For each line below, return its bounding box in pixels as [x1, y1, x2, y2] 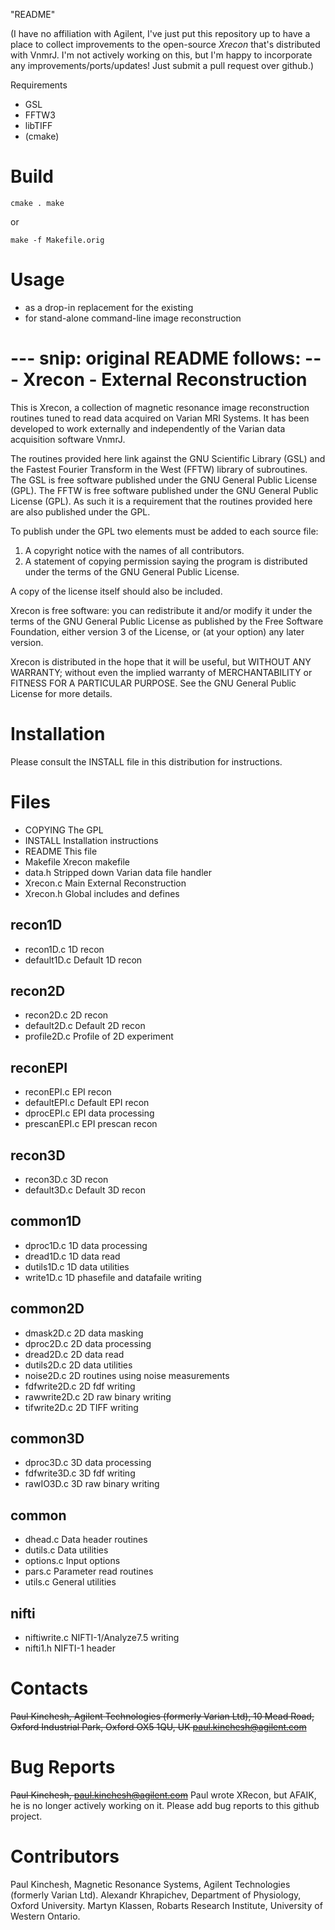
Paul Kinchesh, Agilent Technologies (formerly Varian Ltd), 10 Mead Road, [10, 1710, 315, 1722]
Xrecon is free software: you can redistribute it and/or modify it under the [10, 604, 313, 616]
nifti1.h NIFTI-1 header [24, 1642, 116, 1654]
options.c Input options [24, 1555, 121, 1567]
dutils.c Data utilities [24, 1544, 109, 1556]
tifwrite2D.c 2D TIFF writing [24, 1401, 139, 1413]
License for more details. [10, 687, 113, 699]
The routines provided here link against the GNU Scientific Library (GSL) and [10, 452, 326, 464]
